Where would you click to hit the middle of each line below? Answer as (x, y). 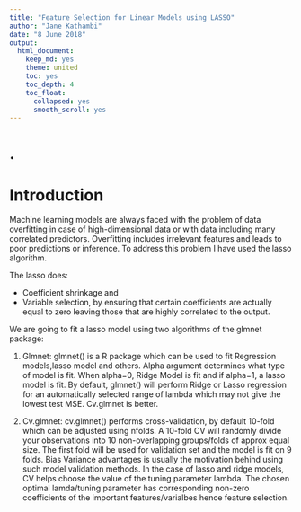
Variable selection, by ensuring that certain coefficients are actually (147, 303)
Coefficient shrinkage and (70, 293)
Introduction (57, 195)
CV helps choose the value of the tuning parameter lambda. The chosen (156, 479)
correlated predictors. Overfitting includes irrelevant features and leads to (146, 239)
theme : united (52, 68)
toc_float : (46, 93)
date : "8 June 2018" (48, 34)
